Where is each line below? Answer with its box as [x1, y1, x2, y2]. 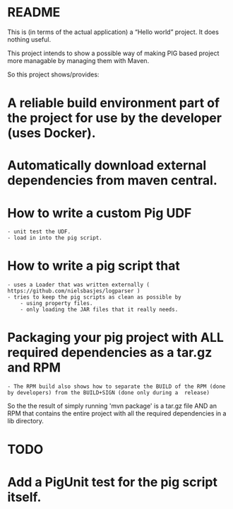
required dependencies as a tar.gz [7, 345, 213, 361]
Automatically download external [7, 157, 207, 173]
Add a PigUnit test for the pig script [7, 474, 217, 490]
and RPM [7, 360, 61, 376]
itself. [7, 489, 42, 505]
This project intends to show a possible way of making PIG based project [7, 49, 220, 57]
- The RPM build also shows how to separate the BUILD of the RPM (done [7, 383, 226, 390]
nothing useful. [7, 35, 52, 43]
